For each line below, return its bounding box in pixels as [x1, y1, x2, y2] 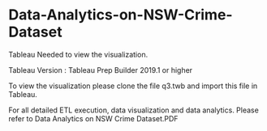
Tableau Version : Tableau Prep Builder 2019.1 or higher [8, 65, 193, 74]
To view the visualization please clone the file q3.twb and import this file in [8, 81, 258, 91]
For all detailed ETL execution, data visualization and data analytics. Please [8, 105, 260, 115]
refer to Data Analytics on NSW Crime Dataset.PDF [8, 113, 179, 123]
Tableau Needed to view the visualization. [8, 49, 149, 59]
